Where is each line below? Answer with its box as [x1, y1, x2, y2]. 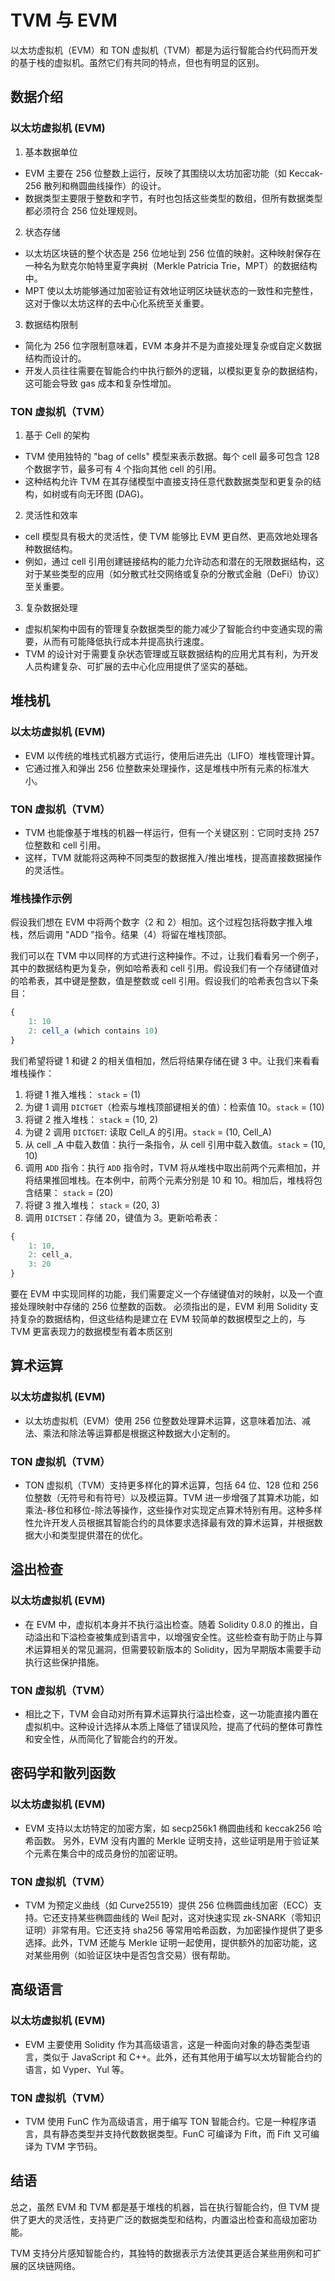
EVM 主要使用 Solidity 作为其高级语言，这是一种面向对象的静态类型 [24, 2038, 302, 2050]
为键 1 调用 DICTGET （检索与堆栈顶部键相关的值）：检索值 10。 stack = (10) [24, 1101, 325, 1113]
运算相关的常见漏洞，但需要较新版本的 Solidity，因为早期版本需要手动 [33, 1643, 322, 1655]
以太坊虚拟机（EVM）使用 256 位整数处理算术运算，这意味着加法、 [24, 1414, 302, 1426]
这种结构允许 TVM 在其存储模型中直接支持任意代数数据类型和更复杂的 [24, 475, 313, 487]
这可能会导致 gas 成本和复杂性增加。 [24, 377, 177, 389]
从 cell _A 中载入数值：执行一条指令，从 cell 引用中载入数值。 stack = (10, [24, 1138, 326, 1150]
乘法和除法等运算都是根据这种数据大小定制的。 [42, 1427, 236, 1439]
